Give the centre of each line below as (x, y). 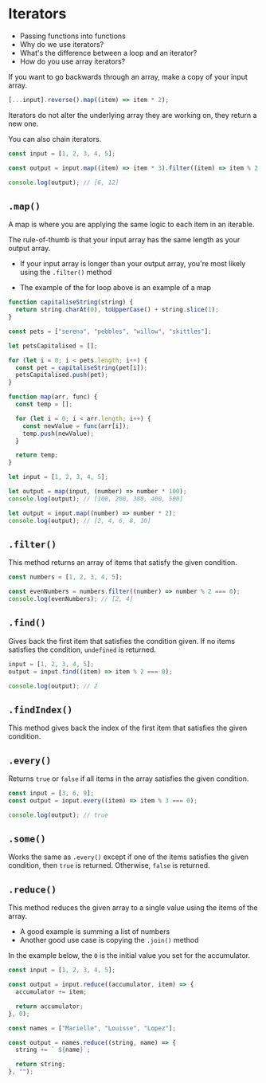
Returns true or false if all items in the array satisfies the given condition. (129, 779)
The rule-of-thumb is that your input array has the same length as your (124, 240)
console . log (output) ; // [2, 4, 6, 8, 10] (80, 520)
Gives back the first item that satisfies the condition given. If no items (122, 641)
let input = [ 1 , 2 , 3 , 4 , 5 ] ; (59, 477)
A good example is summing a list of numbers (95, 932)
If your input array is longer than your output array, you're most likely (133, 264)
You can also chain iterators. (55, 139)
